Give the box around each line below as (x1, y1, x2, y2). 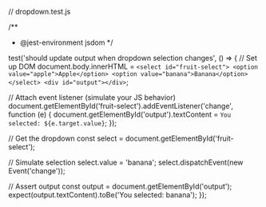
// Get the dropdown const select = (8, 133, 124, 143)
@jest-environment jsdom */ (19, 38, 113, 47)
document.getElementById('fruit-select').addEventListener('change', (8, 102, 233, 110)
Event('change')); (8, 166, 66, 175)
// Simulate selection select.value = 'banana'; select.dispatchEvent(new (8, 157, 244, 167)
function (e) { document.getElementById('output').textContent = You (8, 109, 232, 119)
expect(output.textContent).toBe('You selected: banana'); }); (8, 190, 208, 199)
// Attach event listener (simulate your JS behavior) (8, 93, 176, 102)
